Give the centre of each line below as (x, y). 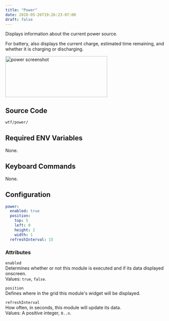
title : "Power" (21, 10)
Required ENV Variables (44, 138)
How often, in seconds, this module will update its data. (63, 307)
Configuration (28, 195)
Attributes (18, 252)
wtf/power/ (17, 123)
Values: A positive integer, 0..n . (38, 313)
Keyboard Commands (40, 167)
